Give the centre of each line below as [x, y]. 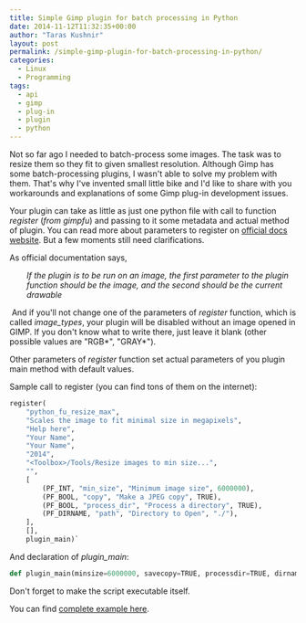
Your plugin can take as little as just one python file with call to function [143, 211]
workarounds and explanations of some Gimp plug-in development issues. [149, 193]
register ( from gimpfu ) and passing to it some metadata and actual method [149, 221]
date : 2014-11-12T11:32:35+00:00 [73, 26]
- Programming [44, 78]
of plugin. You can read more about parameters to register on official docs [148, 230]
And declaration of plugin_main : [69, 556]
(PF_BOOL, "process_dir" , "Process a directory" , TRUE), [152, 505]
